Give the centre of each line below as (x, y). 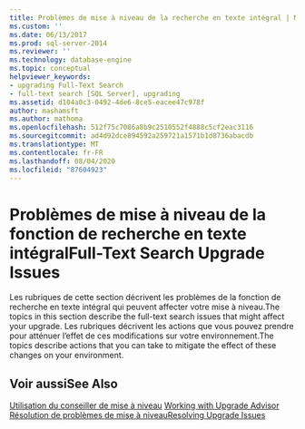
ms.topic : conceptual (50, 69)
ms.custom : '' (36, 26)
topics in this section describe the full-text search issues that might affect (147, 317)
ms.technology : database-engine (70, 60)
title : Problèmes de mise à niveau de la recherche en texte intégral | (150, 18)
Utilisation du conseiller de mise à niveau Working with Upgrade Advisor (144, 405)
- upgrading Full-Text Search (67, 85)
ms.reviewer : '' (40, 52)
